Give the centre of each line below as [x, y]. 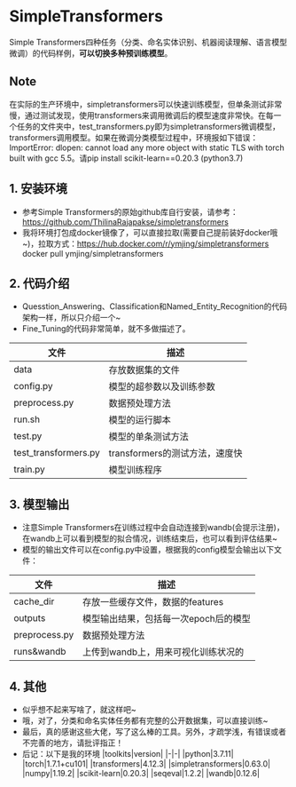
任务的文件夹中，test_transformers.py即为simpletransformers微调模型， [148, 126]
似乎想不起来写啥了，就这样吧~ [79, 709]
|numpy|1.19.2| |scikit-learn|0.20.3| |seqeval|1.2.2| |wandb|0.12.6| [140, 773]
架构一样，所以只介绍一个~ [71, 318]
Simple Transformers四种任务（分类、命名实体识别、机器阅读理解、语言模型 [148, 42]
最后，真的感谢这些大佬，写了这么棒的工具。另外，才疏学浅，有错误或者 [154, 731]
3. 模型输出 [39, 504]
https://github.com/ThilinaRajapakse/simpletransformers [125, 222]
